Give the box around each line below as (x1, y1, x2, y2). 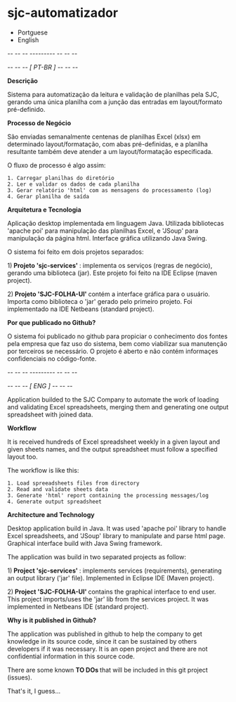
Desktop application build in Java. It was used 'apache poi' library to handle (7, 524, 227, 532)
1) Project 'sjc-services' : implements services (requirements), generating (7, 566, 223, 575)
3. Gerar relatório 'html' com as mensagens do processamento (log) (7, 186, 212, 194)
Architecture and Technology (7, 510, 95, 518)
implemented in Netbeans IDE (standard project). (7, 602, 149, 611)
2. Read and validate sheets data (7, 485, 109, 493)
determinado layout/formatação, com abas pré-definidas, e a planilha (7, 139, 209, 148)
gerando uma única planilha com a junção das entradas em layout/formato (7, 97, 223, 106)
